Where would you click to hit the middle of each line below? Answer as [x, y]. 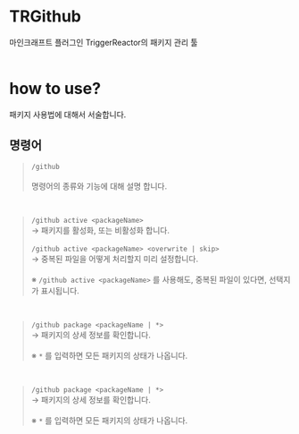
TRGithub [46, 17]
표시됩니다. [60, 290]
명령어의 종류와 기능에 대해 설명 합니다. [99, 186]
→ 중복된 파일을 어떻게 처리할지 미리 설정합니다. [115, 259]
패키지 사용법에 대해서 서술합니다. [68, 115]
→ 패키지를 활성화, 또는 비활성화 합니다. [100, 230]
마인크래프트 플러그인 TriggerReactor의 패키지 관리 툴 [104, 42]
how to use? [55, 89]
